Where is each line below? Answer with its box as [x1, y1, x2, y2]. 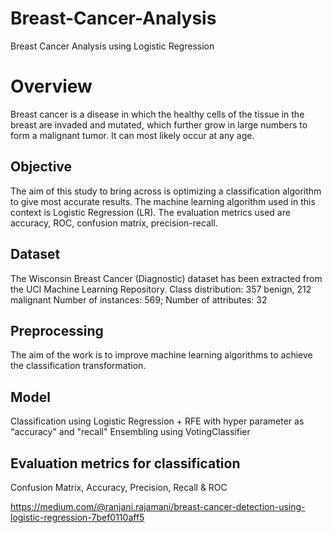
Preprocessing [10, 322, 104, 339]
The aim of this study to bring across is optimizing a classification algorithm [10, 185, 322, 197]
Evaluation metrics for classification [10, 455, 241, 472]
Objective [10, 158, 73, 176]
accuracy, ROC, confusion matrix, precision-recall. [10, 217, 218, 229]
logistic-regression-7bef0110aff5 [10, 511, 145, 523]
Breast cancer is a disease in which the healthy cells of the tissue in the [10, 108, 305, 120]
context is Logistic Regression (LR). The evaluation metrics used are [10, 206, 291, 218]
